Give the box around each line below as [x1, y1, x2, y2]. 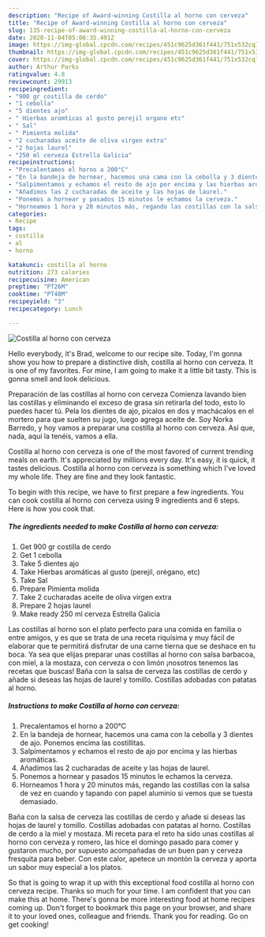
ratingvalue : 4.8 [8, 70, 65, 78]
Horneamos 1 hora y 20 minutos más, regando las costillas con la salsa [19, 780, 250, 789]
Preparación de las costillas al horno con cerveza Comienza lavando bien [8, 389, 247, 399]
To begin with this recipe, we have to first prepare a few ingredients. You [8, 487, 244, 496]
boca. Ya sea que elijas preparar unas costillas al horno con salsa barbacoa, [8, 649, 256, 659]
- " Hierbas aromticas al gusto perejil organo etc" [8, 115, 185, 122]
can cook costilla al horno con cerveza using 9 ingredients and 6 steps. [8, 495, 241, 505]
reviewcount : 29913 [8, 77, 73, 85]
